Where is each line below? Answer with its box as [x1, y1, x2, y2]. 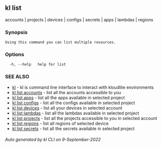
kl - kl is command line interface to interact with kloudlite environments [12, 84, 154, 90]
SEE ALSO [5, 73, 30, 80]
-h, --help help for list [9, 62, 66, 67]
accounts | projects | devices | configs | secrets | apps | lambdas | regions [5, 16, 154, 22]
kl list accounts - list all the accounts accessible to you [12, 89, 121, 95]
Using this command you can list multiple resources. [5, 40, 116, 45]
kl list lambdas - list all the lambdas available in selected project [12, 110, 139, 116]
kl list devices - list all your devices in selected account [12, 105, 123, 111]
